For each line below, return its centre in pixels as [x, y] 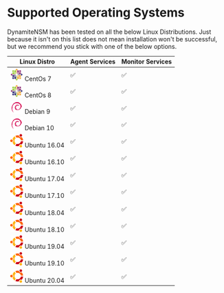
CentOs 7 [38, 79]
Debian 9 [37, 112]
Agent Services [93, 62]
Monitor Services [147, 62]
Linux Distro [37, 62]
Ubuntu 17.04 [44, 179]
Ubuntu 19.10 [44, 263]
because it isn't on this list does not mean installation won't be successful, [112, 39]
